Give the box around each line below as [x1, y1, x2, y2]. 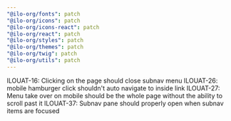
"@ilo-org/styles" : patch [6, 37, 83, 44]
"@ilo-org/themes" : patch [6, 43, 83, 51]
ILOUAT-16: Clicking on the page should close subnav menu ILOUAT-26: [6, 76, 218, 85]
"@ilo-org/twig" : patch [6, 51, 78, 58]
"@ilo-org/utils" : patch [6, 57, 81, 64]
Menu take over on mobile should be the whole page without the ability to [6, 91, 222, 100]
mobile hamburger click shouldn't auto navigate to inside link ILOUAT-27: [6, 83, 220, 93]
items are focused [6, 106, 60, 115]
